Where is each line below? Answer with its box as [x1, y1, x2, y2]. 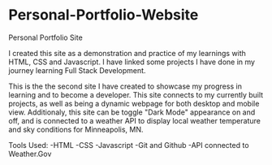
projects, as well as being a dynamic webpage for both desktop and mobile [8, 98, 260, 108]
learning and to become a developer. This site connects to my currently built [8, 89, 264, 99]
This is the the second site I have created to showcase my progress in [8, 81, 242, 91]
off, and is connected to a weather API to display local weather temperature [8, 115, 261, 125]
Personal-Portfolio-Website [8, 6, 199, 24]
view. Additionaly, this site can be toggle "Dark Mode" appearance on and [8, 107, 256, 117]
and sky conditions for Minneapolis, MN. [8, 124, 144, 134]
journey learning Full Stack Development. [8, 65, 146, 75]
